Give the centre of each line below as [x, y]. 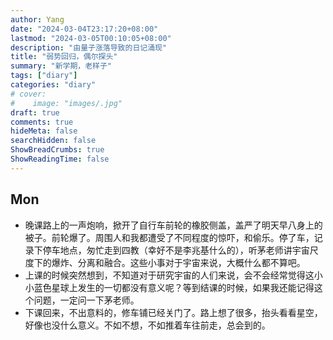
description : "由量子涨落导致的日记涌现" [89, 47]
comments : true [42, 122]
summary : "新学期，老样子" [61, 66]
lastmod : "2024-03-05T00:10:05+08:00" [91, 38]
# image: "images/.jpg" [66, 103]
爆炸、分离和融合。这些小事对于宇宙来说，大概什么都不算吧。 [178, 262]
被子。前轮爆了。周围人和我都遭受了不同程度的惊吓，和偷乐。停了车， [169, 237]
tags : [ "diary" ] [44, 76]
